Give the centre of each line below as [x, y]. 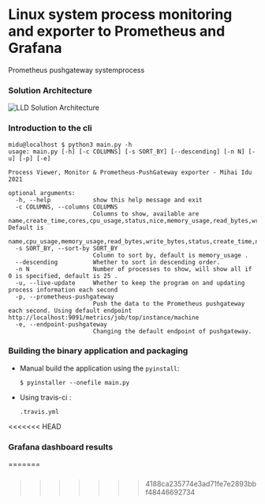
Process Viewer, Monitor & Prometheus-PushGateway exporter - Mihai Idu [130, 172]
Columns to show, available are [146, 214]
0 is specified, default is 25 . [63, 276]
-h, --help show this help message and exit [109, 200]
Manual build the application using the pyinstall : [99, 368]
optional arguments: [42, 193]
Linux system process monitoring [120, 15]
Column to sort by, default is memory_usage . [170, 255]
